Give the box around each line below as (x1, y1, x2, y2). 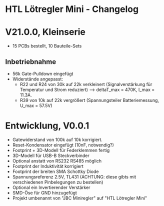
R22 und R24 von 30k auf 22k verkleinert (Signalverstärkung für (19, 81, 152, 87)
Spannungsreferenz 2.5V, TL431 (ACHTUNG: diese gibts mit (12, 173, 136, 179)
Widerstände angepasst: (12, 76, 63, 82)
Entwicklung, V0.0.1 (5, 120, 89, 131)
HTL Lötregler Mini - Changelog (5, 3, 139, 15)
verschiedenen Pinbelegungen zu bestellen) (12, 179, 103, 185)
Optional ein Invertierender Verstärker (12, 184, 90, 190)
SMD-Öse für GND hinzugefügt (12, 189, 77, 195)
